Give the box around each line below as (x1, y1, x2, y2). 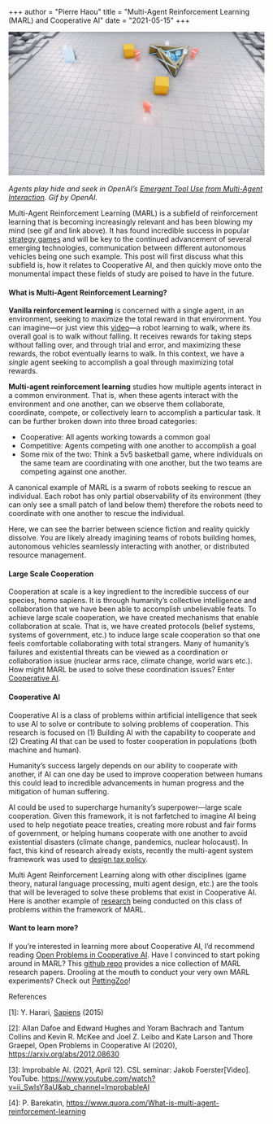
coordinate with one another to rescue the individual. (8, 509, 185, 518)
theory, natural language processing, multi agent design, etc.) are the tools (8, 878, 258, 888)
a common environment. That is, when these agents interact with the (8, 391, 239, 400)
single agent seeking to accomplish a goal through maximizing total (8, 357, 234, 367)
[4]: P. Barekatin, (8, 1098, 65, 1108)
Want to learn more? (8, 923, 79, 933)
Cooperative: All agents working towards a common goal (19, 432, 210, 442)
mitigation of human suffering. (8, 786, 110, 796)
